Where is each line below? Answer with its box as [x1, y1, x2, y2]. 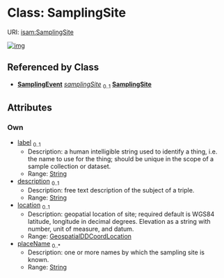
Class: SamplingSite [7, 5, 127, 21]
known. [27, 256, 49, 264]
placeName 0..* [17, 239, 61, 250]
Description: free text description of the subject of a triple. [27, 186, 195, 194]
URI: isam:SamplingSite [7, 28, 74, 36]
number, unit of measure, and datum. [27, 224, 134, 233]
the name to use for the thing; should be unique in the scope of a [27, 155, 214, 163]
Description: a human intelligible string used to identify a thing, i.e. [27, 147, 218, 156]
